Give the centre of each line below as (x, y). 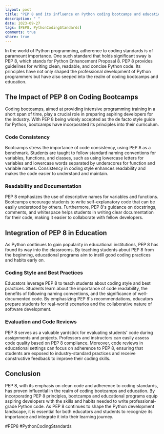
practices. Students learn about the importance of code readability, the (76, 289)
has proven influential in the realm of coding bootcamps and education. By (80, 391)
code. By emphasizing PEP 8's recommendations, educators (92, 299)
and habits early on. (25, 260)
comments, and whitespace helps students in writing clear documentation (79, 212)
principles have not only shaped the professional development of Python (78, 71)
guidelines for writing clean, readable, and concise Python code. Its (73, 66)
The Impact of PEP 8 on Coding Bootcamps (72, 97)
